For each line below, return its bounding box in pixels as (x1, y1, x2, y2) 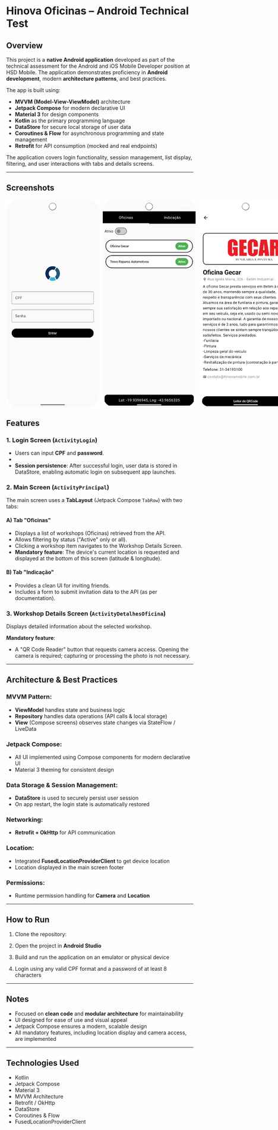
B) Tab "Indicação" (6, 569, 55, 576)
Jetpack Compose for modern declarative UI (14, 105, 125, 111)
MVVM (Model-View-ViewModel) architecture (14, 98, 131, 105)
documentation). (14, 594, 56, 601)
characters (14, 971, 42, 979)
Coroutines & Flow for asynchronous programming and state (14, 130, 165, 137)
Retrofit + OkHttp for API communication (14, 829, 116, 836)
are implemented (14, 1035, 56, 1042)
